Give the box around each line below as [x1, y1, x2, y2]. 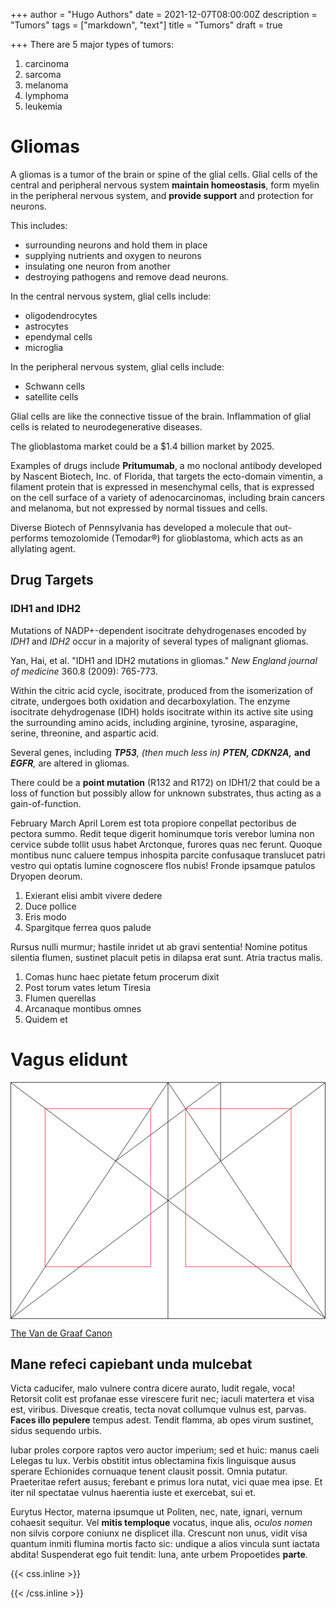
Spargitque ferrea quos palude [24, 921, 152, 933]
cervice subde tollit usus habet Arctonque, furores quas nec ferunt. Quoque [10, 838, 323, 850]
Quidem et [24, 1013, 68, 1025]
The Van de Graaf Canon [10, 1327, 113, 1339]
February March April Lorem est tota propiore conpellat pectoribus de [10, 817, 297, 829]
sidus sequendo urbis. [10, 1425, 102, 1437]
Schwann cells [24, 380, 86, 392]
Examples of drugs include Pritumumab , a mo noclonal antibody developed [10, 459, 322, 471]
